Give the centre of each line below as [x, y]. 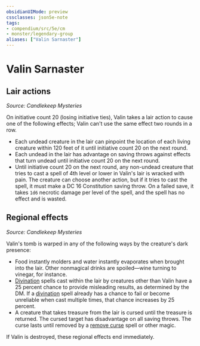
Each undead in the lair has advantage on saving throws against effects [103, 154]
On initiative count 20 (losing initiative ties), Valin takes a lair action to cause [99, 117]
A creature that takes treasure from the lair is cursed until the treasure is [103, 312]
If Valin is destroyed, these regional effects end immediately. [80, 336]
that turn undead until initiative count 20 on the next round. [87, 160]
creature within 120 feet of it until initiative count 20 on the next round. [101, 148]
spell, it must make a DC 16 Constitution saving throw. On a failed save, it [104, 186]
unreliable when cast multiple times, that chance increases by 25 [95, 299]
